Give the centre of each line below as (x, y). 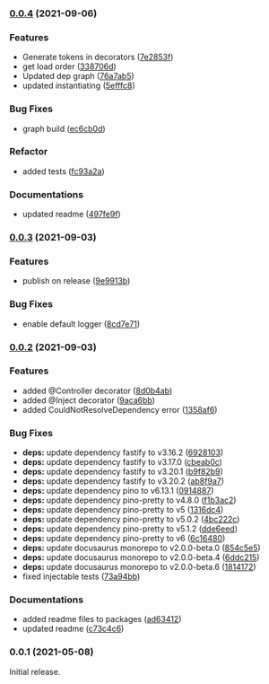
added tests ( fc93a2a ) (63, 171)
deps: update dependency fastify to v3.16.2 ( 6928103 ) (123, 452)
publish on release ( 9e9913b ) (76, 281)
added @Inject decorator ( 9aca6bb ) (88, 400)
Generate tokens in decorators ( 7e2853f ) (98, 57)
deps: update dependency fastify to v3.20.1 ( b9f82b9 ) (123, 472)
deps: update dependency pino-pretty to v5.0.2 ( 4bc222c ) (131, 520)
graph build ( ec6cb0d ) (64, 128)
